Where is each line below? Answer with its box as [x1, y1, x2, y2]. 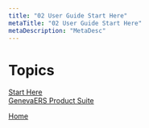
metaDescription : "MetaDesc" [8, 26, 106, 34]
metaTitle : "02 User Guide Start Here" [8, 19, 143, 27]
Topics [8, 61, 55, 79]
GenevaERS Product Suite [8, 96, 94, 106]
